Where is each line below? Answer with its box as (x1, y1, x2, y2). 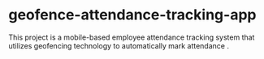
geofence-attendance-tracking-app (8, 6, 257, 24)
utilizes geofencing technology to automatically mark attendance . (8, 40, 230, 50)
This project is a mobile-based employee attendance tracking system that (8, 32, 255, 42)
